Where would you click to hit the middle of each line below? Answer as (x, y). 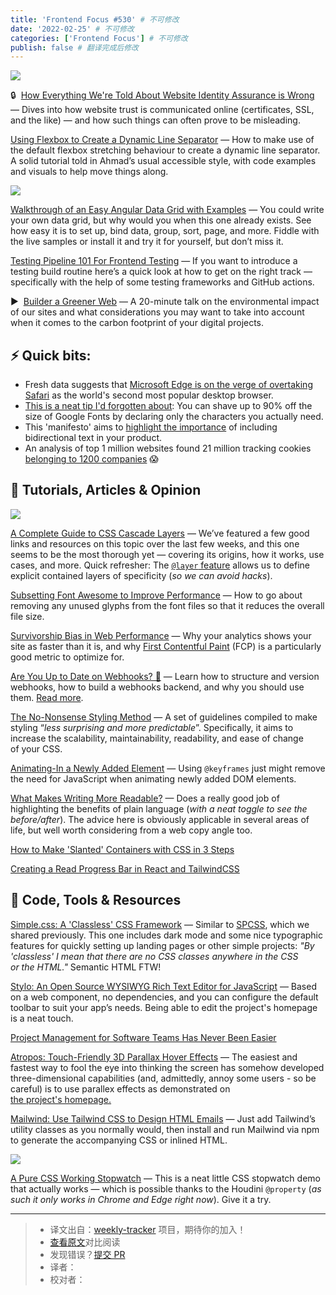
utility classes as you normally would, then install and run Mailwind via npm (165, 1129)
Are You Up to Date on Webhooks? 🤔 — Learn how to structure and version (165, 676)
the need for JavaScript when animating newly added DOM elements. (153, 778)
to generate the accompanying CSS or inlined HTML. (119, 1140)
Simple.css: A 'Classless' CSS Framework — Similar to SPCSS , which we (160, 924)
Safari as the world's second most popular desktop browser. (149, 395)
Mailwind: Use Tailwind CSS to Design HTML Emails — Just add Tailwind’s (163, 1118)
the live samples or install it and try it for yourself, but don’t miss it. (147, 242)
